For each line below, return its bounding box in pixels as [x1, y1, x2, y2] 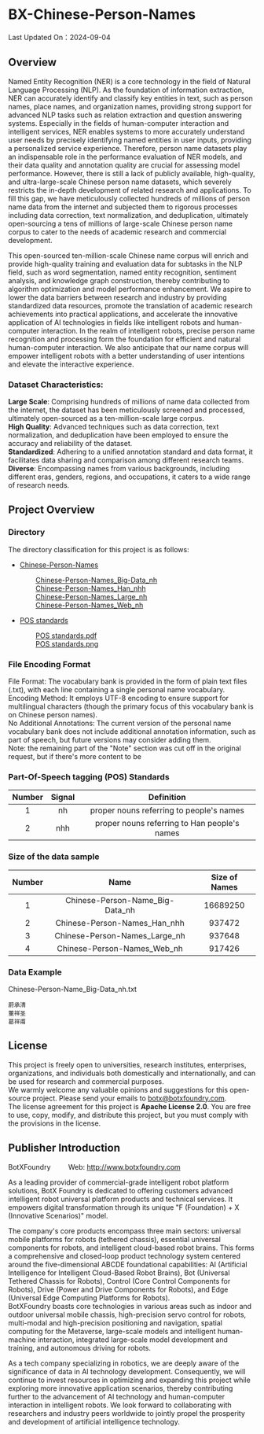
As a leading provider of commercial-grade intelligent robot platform [8, 1178, 229, 1187]
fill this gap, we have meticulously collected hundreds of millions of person [8, 194, 251, 203]
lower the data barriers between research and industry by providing [8, 293, 228, 302]
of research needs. [8, 481, 70, 490]
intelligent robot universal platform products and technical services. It [8, 1194, 233, 1204]
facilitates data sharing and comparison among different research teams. [8, 455, 244, 465]
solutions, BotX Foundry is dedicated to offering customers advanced [8, 1185, 233, 1195]
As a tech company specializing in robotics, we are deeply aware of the [8, 1358, 240, 1368]
